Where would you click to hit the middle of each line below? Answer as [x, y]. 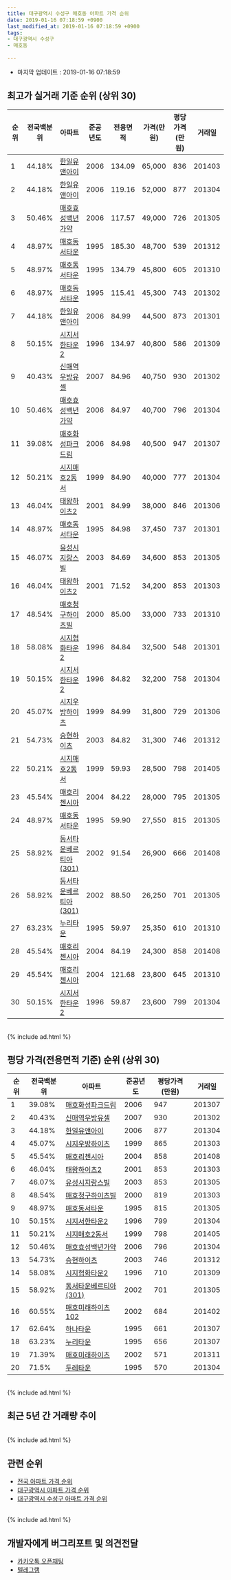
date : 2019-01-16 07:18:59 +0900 [55, 20]
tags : [15, 33]
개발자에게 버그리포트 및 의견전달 [73, 1543]
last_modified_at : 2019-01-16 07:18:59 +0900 [73, 26]
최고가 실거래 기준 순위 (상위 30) [72, 96]
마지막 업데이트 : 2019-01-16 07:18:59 [68, 72]
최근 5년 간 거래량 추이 [52, 1416]
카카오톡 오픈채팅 [40, 1561]
